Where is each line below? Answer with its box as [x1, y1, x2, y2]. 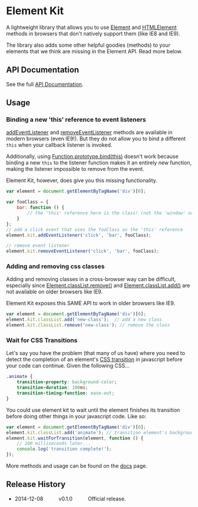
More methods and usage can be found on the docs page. [6, 463, 147, 470]
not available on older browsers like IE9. [6, 288, 103, 295]
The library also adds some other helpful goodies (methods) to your [6, 41, 171, 49]
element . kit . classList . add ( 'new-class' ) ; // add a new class [6, 317, 162, 323]
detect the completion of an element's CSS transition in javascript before [6, 356, 183, 363]
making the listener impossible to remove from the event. [6, 166, 144, 173]
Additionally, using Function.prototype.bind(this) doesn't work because [6, 153, 179, 160]
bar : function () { [16, 205, 65, 211]
